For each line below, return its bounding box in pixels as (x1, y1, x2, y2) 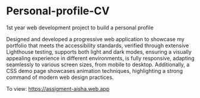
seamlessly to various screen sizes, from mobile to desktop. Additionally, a (6, 61, 190, 68)
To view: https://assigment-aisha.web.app (6, 85, 110, 92)
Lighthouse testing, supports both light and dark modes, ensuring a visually (6, 48, 192, 55)
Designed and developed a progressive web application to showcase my (6, 35, 185, 42)
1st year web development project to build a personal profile (6, 24, 154, 31)
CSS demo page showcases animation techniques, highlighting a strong (6, 67, 183, 74)
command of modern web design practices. (6, 73, 114, 81)
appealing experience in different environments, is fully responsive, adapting (6, 54, 195, 62)
